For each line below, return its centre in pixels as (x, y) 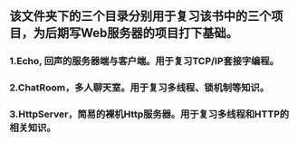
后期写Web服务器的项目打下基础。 (141, 33)
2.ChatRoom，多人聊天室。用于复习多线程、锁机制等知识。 (139, 88)
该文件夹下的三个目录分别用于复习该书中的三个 (140, 16)
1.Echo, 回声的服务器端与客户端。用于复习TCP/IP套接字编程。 (144, 62)
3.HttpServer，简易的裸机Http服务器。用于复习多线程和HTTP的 (149, 114)
